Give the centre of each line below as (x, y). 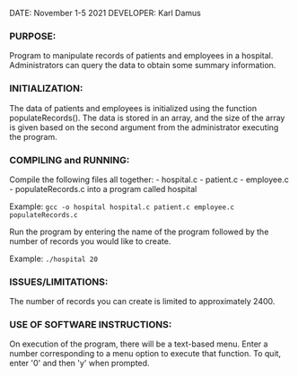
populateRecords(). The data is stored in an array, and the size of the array (147, 118)
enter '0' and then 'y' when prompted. (79, 364)
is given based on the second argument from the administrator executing (144, 127)
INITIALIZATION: (46, 89)
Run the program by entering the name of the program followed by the (139, 232)
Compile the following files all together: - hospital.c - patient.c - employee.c (149, 180)
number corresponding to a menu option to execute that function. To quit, (145, 354)
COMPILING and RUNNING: (70, 160)
